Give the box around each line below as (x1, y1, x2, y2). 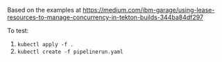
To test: (7, 27, 29, 34)
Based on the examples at (7, 6, 82, 14)
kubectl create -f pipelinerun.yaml (17, 48, 123, 55)
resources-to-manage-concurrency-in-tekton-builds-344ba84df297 (7, 13, 203, 21)
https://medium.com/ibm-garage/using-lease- (83, 6, 215, 14)
